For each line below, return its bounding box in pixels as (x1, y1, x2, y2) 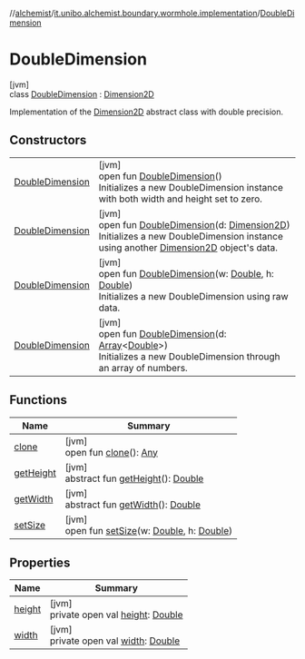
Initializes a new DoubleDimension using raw (98, 290, 289, 302)
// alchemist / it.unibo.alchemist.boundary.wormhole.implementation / (9, 8, 261, 18)
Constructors (9, 133, 87, 148)
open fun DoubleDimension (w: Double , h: (98, 267, 274, 280)
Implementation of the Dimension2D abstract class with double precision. (9, 106, 284, 117)
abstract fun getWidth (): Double (64, 498, 202, 511)
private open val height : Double (49, 608, 183, 621)
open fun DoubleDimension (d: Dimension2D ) (98, 218, 290, 231)
